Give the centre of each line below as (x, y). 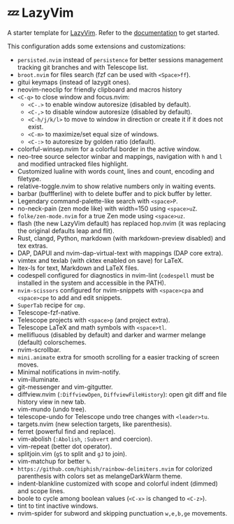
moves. (28, 364)
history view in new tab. (51, 402)
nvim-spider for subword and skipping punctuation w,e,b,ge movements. (122, 513)
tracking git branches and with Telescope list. (83, 67)
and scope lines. (41, 490)
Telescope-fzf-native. (49, 312)
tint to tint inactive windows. (58, 506)
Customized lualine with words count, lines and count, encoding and (116, 171)
